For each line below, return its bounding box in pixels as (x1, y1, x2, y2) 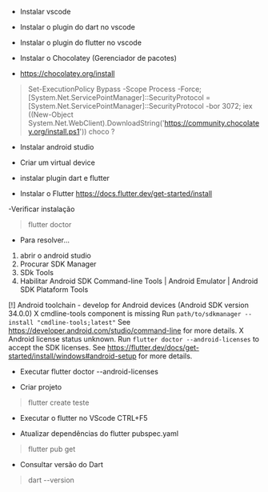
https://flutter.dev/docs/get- (106, 343, 200, 352)
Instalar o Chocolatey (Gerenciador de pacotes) (19, 54, 178, 62)
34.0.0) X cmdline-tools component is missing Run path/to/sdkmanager (8, 309, 242, 318)
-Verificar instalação (8, 204, 75, 214)
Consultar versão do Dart (19, 460, 104, 469)
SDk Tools (19, 268, 54, 277)
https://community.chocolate (164, 118, 260, 127)
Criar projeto (19, 382, 62, 391)
